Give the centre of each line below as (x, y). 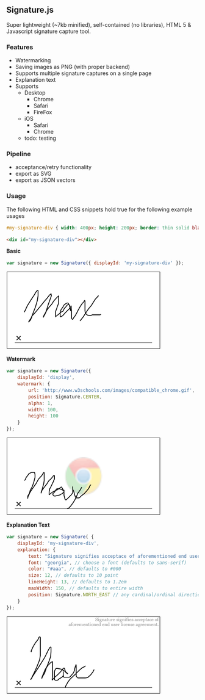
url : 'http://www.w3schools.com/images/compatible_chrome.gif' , (112, 390)
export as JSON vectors (45, 180)
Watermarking (33, 60)
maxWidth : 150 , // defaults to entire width (86, 588)
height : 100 (44, 416)
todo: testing (40, 138)
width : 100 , (44, 410)
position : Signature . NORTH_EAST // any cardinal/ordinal (102, 594)
